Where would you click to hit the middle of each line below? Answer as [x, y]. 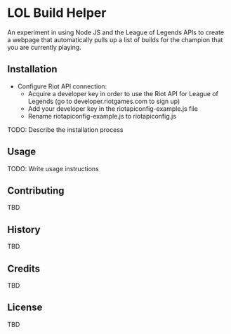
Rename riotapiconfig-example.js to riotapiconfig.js [102, 116]
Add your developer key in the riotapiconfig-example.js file [113, 108]
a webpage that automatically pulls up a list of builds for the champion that [115, 39]
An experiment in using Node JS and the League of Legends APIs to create [116, 32]
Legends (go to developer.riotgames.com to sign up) [104, 101]
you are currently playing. [45, 47]
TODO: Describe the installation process [65, 129]
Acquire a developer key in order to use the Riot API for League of [123, 93]
